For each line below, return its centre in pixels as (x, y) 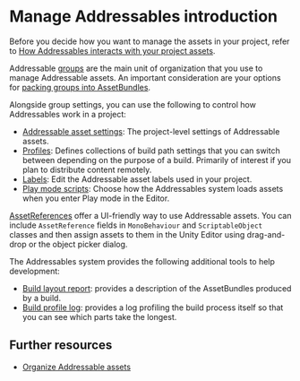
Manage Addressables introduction (144, 17)
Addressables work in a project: (68, 114)
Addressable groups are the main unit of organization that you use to (136, 68)
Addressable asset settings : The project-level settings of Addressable (151, 131)
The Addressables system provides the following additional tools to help (142, 261)
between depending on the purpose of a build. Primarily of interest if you (156, 160)
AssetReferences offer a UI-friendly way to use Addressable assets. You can (150, 215)
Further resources (61, 346)
